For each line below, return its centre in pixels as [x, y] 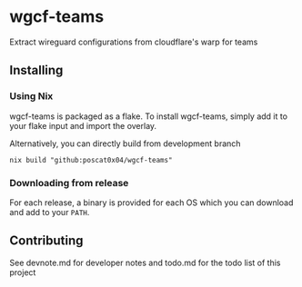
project [23, 272]
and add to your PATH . [50, 212]
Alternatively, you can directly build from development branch [125, 143]
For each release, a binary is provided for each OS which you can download [151, 203]
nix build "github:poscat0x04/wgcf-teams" [91, 160]
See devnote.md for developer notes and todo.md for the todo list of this [145, 262]
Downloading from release [69, 183]
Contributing [46, 241]
